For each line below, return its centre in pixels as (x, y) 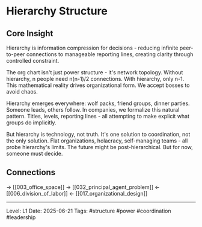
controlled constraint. (33, 61)
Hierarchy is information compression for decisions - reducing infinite (92, 48)
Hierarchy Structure (57, 11)
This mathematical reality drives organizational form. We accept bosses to (98, 85)
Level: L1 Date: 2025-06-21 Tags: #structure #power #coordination (89, 211)
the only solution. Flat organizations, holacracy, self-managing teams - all (97, 141)
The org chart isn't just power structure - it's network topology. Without (95, 72)
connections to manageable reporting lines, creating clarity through (110, 54)
